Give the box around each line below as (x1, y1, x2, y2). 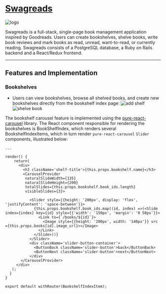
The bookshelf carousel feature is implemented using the (5, 115, 122, 121)
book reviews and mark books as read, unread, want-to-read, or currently (5, 39, 156, 45)
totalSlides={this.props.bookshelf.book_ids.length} (25, 184, 136, 189)
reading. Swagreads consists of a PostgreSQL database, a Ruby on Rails (5, 44, 153, 50)
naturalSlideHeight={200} (25, 180, 79, 185)
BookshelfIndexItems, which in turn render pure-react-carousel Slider (5, 130, 150, 136)
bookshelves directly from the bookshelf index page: (12, 100, 120, 106)
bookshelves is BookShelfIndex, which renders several (5, 126, 117, 131)
